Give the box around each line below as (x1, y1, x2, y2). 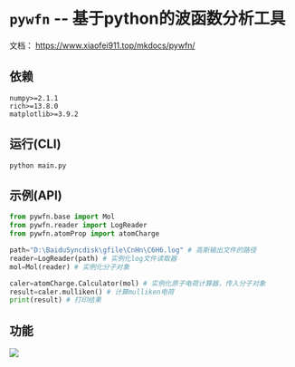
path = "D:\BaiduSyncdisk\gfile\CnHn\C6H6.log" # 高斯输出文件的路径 (9, 246, 257, 255)
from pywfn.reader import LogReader (9, 221, 147, 230)
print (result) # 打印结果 (9, 295, 102, 304)
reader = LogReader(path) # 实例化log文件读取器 (9, 254, 177, 263)
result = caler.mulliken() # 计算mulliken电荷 (9, 287, 175, 296)
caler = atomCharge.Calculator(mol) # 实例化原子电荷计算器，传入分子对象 (9, 278, 266, 288)
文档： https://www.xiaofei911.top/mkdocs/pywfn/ (9, 40, 196, 51)
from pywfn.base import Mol (9, 212, 116, 222)
